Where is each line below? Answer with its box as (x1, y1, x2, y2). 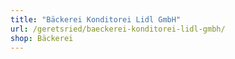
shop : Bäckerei (10, 33, 74, 43)
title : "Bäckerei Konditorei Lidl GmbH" (10, 14, 182, 25)
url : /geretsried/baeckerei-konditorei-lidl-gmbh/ (10, 24, 226, 34)
